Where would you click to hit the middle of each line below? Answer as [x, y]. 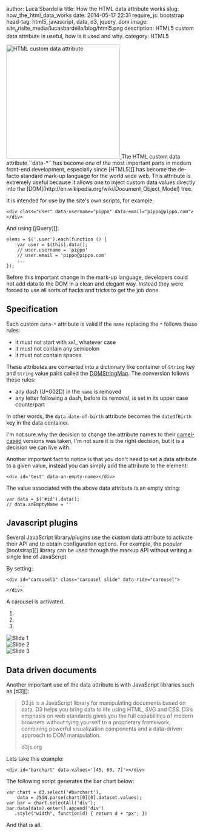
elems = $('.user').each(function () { [57, 239]
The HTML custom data [151, 156]
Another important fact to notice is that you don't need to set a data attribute [101, 459]
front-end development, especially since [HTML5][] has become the [92, 169]
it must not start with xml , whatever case [65, 342]
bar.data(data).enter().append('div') [55, 808]
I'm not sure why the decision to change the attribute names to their [91, 434]
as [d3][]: [18, 691]
